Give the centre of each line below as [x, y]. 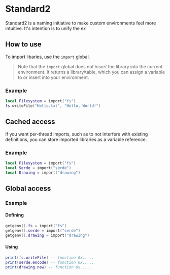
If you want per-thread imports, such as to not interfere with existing [77, 134]
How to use [23, 45]
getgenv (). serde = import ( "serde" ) [43, 230]
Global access [28, 188]
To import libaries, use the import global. [48, 57]
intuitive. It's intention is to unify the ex [46, 28]
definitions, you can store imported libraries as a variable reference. [76, 139]
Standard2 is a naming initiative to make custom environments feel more [81, 23]
